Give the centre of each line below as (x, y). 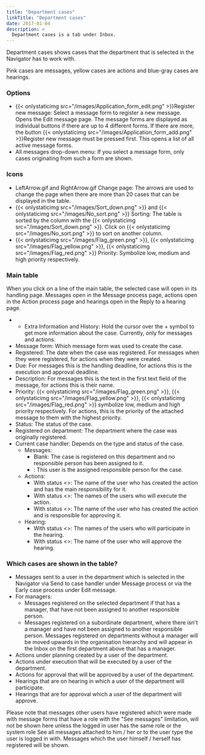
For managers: (33, 597)
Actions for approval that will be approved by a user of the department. (105, 675)
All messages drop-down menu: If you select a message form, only (100, 152)
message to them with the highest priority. (69, 418)
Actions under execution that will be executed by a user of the (93, 662)
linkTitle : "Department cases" (46, 18)
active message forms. (44, 145)
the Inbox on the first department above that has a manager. (100, 649)
